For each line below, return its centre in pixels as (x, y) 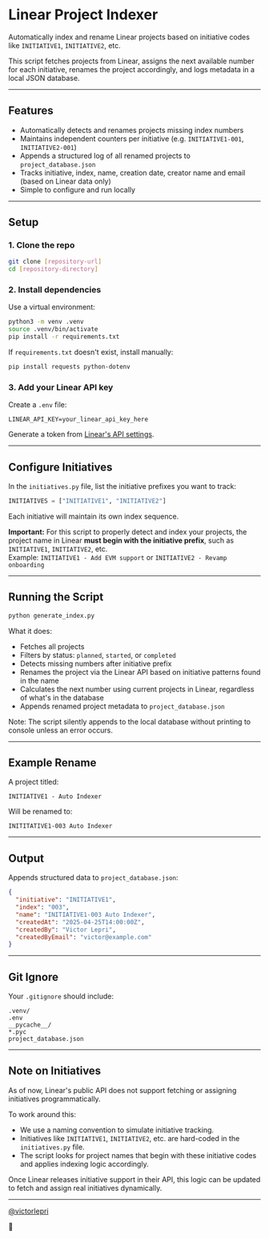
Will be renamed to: (40, 812)
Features (31, 111)
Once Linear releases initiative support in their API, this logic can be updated (134, 1179)
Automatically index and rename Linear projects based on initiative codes (129, 37)
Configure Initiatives (60, 467)
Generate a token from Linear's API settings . (81, 434)
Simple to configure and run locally (78, 189)
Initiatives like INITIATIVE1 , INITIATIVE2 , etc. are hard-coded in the (130, 1138)
